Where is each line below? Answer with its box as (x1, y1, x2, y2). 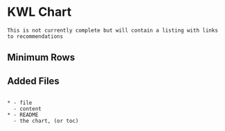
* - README (7, 112, 39, 119)
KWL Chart (7, 4, 72, 20)
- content (13, 105, 42, 112)
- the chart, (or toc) (13, 118, 79, 125)
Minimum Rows (7, 52, 75, 63)
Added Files (7, 75, 60, 87)
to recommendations (7, 32, 64, 40)
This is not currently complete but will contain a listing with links (7, 27, 218, 34)
